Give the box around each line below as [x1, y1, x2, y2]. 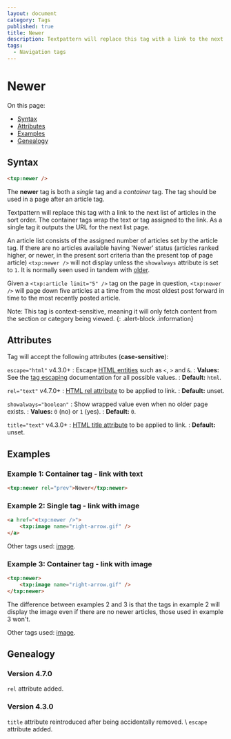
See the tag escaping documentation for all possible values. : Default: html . [7, 374, 222, 382]
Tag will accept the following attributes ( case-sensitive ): [7, 353, 169, 361]
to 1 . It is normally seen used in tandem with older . [7, 265, 150, 273]
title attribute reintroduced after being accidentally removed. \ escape [7, 718, 208, 726]
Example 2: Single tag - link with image [7, 501, 140, 510]
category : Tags [7, 17, 51, 23]
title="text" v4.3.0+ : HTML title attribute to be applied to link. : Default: [7, 421, 216, 429]
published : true [7, 23, 54, 30]
